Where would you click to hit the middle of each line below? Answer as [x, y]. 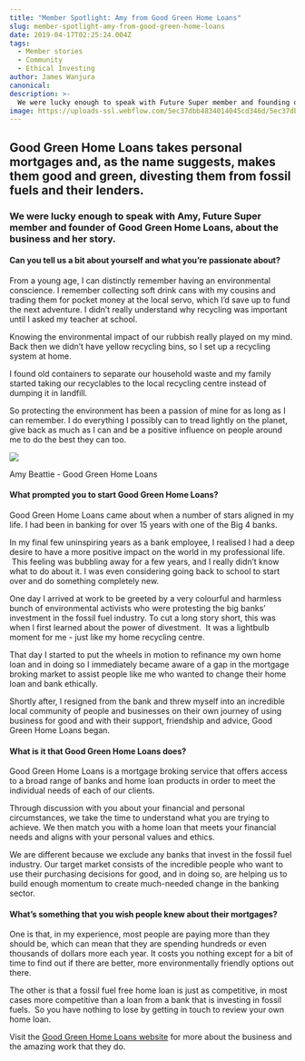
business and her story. [63, 239]
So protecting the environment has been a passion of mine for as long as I [148, 411]
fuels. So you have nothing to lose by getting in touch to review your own [147, 1010]
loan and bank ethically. [54, 683]
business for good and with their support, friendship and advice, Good [141, 720]
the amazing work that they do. [68, 1046]
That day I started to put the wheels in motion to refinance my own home [145, 654]
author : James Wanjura [52, 77]
